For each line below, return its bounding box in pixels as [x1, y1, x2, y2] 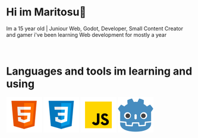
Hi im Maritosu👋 [6, 5, 87, 19]
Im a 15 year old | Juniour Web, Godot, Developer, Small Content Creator [6, 25, 183, 32]
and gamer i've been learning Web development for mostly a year [6, 31, 167, 38]
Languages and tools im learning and [6, 65, 193, 78]
